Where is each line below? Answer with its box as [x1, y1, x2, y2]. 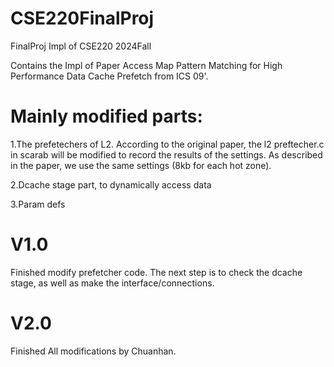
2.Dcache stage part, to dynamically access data [10, 178, 212, 191]
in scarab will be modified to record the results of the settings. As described [10, 148, 323, 161]
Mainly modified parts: [10, 105, 203, 128]
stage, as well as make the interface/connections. [10, 277, 215, 289]
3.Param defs [10, 198, 66, 210]
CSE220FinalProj [10, 7, 155, 30]
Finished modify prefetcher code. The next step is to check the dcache [10, 266, 303, 278]
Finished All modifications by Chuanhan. [10, 345, 177, 357]
